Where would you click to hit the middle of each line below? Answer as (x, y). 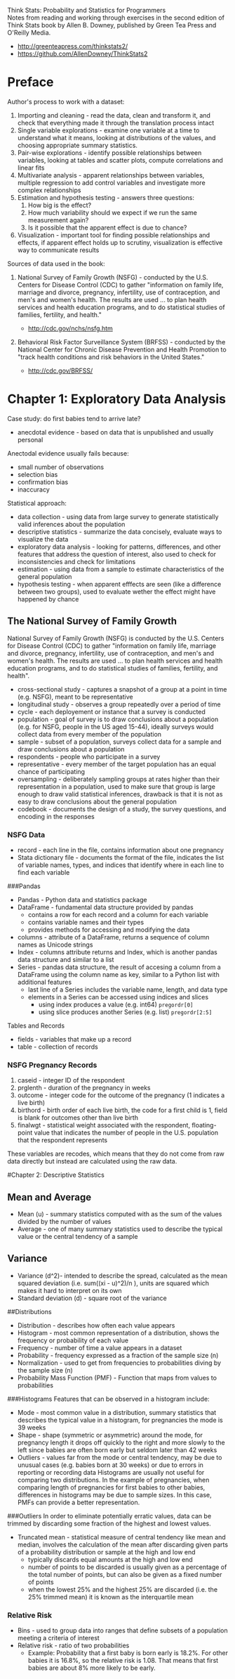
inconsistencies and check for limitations (76, 561)
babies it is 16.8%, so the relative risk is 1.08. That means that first (123, 1661)
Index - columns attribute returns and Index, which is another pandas (117, 952)
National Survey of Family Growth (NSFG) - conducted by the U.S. (113, 277)
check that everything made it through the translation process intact (116, 123)
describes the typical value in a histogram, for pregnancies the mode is (120, 1420)
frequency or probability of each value (73, 1340)
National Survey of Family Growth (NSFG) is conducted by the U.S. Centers (116, 638)
